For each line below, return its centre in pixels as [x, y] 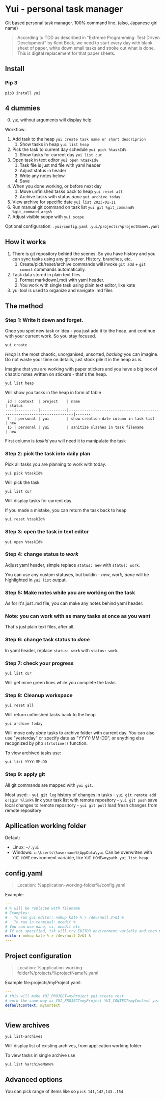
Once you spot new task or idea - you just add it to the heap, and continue [80, 330]
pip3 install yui [23, 93]
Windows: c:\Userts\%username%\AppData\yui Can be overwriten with [82, 852]
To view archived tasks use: [33, 753]
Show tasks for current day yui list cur [61, 155]
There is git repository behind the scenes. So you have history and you [84, 254]
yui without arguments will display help [52, 120]
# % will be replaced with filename [42, 909]
